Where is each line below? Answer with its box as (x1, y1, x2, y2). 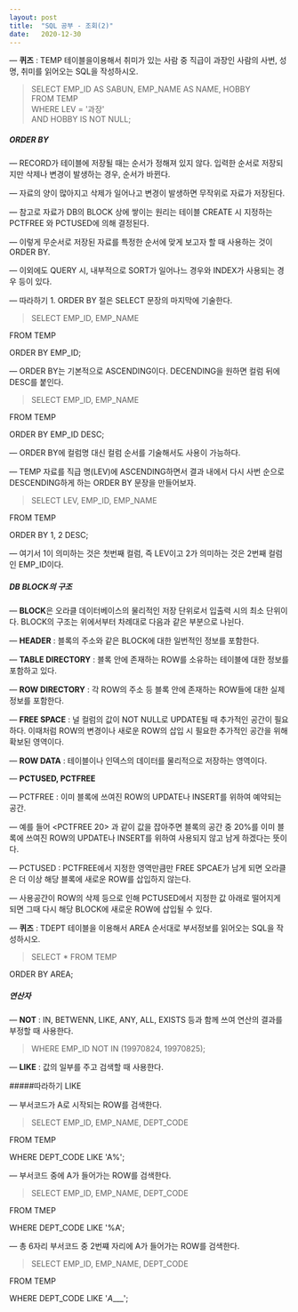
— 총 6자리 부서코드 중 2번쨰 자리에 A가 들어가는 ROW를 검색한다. (9, 1241, 240, 1252)
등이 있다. (18, 277, 52, 287)
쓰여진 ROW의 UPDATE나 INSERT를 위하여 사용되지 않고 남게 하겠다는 (25, 833, 271, 843)
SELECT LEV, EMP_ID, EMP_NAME (30, 495, 157, 506)
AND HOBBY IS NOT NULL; (30, 114, 132, 125)
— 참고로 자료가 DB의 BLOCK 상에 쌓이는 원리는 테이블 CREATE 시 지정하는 (9, 206, 273, 218)
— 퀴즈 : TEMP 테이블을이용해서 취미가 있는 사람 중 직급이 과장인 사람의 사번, (9, 55, 278, 66)
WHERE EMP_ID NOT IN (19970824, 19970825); (30, 1043, 206, 1054)
